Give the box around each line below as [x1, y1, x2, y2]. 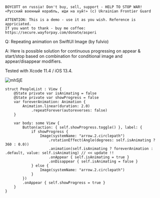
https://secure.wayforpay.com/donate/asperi [5, 30, 97, 35]
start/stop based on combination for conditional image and [5, 54, 123, 59]
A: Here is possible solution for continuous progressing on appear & [5, 48, 141, 54]
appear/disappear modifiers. [5, 58, 62, 64]
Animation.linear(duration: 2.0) [22, 104, 90, 108]
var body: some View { [14, 121, 60, 126]
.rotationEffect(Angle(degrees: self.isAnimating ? [48, 138, 156, 143]
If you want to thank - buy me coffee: [5, 26, 86, 31]
